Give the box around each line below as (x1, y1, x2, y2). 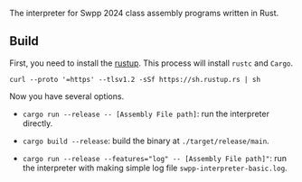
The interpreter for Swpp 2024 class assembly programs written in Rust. (9, 8, 279, 18)
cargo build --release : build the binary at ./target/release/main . (22, 135, 269, 146)
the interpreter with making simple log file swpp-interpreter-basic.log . (22, 162, 288, 173)
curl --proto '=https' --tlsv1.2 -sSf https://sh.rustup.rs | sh (9, 75, 260, 84)
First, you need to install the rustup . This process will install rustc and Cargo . (9, 58, 294, 68)
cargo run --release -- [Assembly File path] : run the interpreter (22, 108, 269, 119)
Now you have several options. (9, 90, 125, 102)
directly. (22, 117, 53, 129)
